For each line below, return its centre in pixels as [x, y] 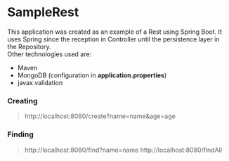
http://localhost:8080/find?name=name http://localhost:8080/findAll [123, 150]
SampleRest [43, 12]
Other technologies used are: [50, 54]
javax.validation [40, 82]
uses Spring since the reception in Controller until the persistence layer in [113, 39]
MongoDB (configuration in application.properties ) [92, 75]
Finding [20, 134]
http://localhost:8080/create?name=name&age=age [100, 116]
